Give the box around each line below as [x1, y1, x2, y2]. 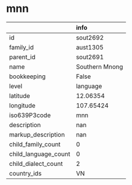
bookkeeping [9, 72, 46, 81]
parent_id [9, 53, 36, 61]
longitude [9, 101, 36, 109]
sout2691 [76, 53, 104, 61]
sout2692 [76, 33, 104, 42]
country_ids [9, 169, 42, 177]
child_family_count [9, 140, 61, 148]
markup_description [9, 130, 65, 138]
